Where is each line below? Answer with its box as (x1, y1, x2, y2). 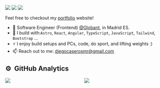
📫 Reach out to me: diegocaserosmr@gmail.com (12, 48, 114, 54)
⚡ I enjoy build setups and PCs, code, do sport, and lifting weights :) (12, 41, 153, 47)
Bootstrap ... (12, 35, 39, 41)
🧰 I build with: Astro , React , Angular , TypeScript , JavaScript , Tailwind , (12, 30, 155, 36)
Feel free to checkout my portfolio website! (5, 15, 94, 21)
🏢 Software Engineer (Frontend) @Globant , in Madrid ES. (12, 25, 130, 30)
